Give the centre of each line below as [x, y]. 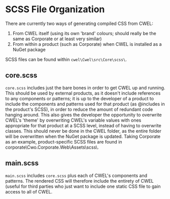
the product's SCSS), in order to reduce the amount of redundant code [79, 109]
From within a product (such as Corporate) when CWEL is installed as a [87, 44]
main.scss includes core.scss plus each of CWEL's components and [76, 175]
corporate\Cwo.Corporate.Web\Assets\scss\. [52, 147]
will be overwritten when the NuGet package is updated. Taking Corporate [83, 136]
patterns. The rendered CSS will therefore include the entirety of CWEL [79, 181]
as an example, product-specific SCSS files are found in [64, 141]
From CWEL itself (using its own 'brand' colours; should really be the [84, 33]
